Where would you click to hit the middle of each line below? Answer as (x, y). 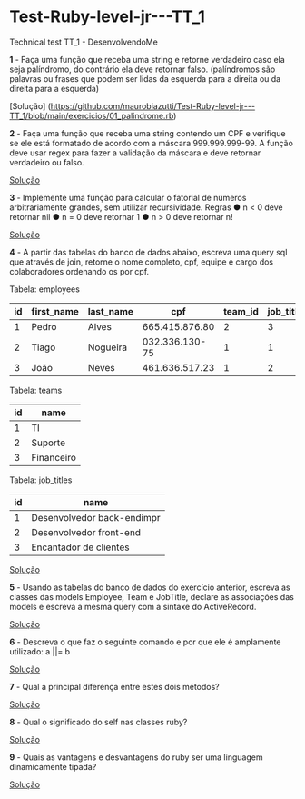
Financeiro (54, 457)
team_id (241, 311)
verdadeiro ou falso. (47, 162)
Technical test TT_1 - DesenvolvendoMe (84, 42)
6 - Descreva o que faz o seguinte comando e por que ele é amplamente (145, 642)
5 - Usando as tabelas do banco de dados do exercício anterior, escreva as (150, 587)
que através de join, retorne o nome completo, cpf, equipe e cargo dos (142, 262)
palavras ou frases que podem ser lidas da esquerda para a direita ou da (145, 78)
